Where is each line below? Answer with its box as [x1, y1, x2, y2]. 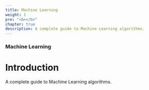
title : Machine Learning [5, 7, 58, 13]
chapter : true [5, 21, 36, 27]
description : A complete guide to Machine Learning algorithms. [5, 26, 145, 32]
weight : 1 [5, 12, 27, 17]
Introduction [5, 62, 59, 74]
